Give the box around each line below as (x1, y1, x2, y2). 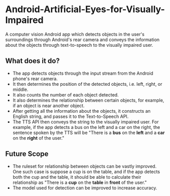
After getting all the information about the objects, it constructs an (12, 108, 151, 114)
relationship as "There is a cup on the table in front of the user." (12, 179, 147, 185)
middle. (12, 86, 29, 92)
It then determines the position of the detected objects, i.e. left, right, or (12, 81, 162, 87)
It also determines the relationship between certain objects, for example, (12, 97, 164, 103)
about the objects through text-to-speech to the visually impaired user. (5, 42, 153, 48)
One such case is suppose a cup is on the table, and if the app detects (12, 169, 160, 175)
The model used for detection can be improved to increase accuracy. (12, 184, 157, 191)
